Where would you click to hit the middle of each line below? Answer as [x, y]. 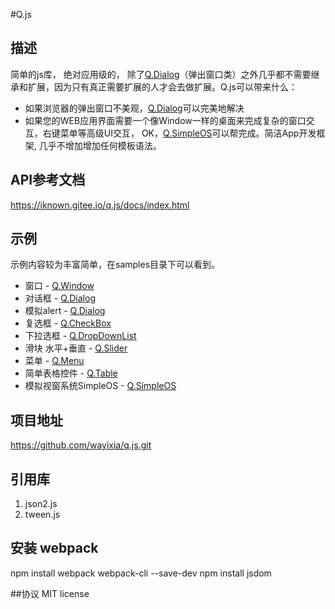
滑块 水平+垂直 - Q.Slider [76, 348]
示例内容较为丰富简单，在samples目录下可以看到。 [115, 265]
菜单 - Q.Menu [54, 361]
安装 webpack [54, 548]
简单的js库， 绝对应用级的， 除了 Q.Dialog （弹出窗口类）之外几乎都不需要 [161, 74]
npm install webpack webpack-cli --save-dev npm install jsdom [141, 573]
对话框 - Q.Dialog [60, 298]
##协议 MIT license [50, 593]
